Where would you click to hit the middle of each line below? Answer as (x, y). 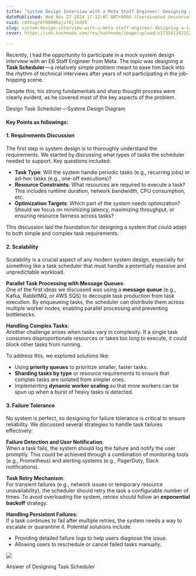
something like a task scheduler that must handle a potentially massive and (96, 266)
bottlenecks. (21, 315)
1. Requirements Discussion (40, 136)
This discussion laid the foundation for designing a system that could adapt (96, 227)
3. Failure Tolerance (31, 405)
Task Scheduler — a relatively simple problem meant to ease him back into (95, 67)
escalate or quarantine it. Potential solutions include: (69, 527)
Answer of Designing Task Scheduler (50, 567)
